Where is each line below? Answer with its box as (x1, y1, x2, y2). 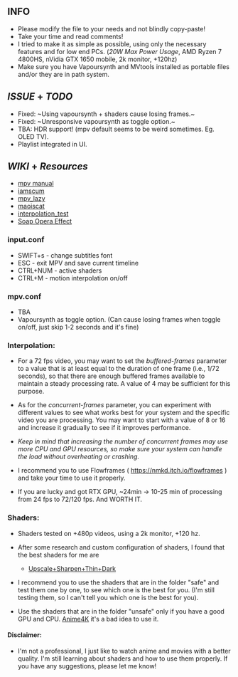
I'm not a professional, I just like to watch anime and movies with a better (17, 646, 231, 655)
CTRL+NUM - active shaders (17, 266, 102, 275)
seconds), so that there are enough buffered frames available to (17, 372, 205, 380)
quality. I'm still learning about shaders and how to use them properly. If (17, 654, 228, 663)
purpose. (17, 387, 45, 396)
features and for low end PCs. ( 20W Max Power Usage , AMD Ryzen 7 (17, 47, 222, 56)
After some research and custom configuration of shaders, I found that (17, 542, 225, 551)
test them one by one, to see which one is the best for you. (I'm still (17, 585, 215, 594)
